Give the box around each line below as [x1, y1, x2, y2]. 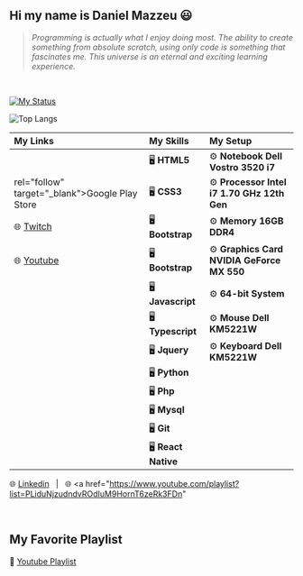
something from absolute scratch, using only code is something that [31, 41, 286, 52]
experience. [31, 60, 77, 71]
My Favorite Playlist [9, 532, 124, 547]
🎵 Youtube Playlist [9, 555, 77, 567]
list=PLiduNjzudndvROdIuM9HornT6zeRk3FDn [9, 488, 183, 499]
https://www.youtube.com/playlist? [109, 478, 240, 489]
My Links [14, 134, 54, 147]
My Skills [148, 134, 189, 147]
